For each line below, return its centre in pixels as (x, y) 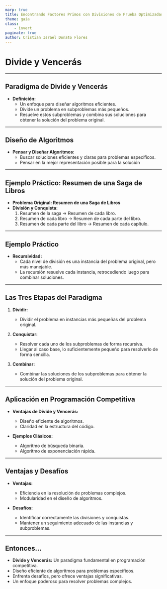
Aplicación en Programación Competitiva (70, 400)
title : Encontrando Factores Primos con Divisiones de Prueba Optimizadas (84, 14)
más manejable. (36, 267)
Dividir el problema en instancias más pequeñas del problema (83, 319)
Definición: (24, 99)
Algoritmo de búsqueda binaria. (52, 446)
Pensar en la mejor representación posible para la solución (80, 163)
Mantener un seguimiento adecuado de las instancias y (76, 523)
